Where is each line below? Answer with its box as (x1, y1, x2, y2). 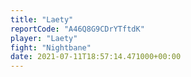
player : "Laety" (10, 33, 78, 43)
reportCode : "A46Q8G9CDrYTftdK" (10, 24, 145, 34)
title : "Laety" (10, 14, 74, 25)
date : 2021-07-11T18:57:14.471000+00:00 (10, 52, 182, 62)
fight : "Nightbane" (10, 42, 92, 53)
